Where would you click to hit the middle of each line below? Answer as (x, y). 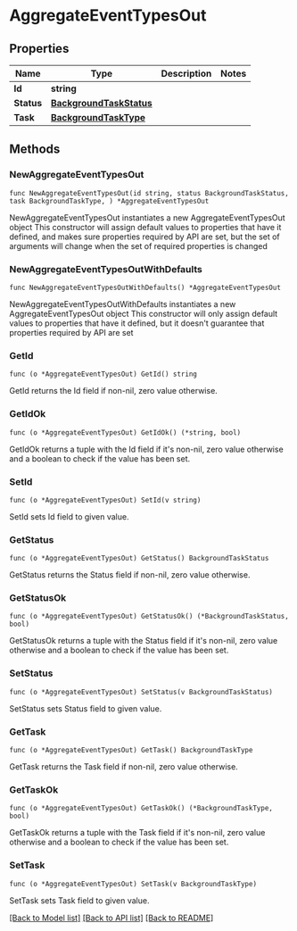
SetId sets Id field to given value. (69, 516)
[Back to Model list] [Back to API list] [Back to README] (111, 918)
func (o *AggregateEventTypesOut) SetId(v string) (105, 500)
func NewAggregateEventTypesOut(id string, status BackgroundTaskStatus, (149, 193)
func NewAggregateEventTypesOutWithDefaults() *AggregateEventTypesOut (145, 287)
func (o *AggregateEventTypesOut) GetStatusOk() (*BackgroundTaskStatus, (149, 617)
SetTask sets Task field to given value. (79, 900)
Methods (35, 150)
